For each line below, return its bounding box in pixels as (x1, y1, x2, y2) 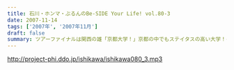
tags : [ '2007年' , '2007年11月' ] (7, 23, 98, 30)
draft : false (7, 29, 45, 37)
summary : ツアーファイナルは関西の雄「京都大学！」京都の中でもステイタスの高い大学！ (7, 36, 226, 43)
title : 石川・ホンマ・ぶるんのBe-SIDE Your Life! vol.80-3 (7, 10, 171, 17)
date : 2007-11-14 (7, 17, 58, 24)
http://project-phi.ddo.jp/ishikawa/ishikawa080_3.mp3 (7, 55, 163, 63)
